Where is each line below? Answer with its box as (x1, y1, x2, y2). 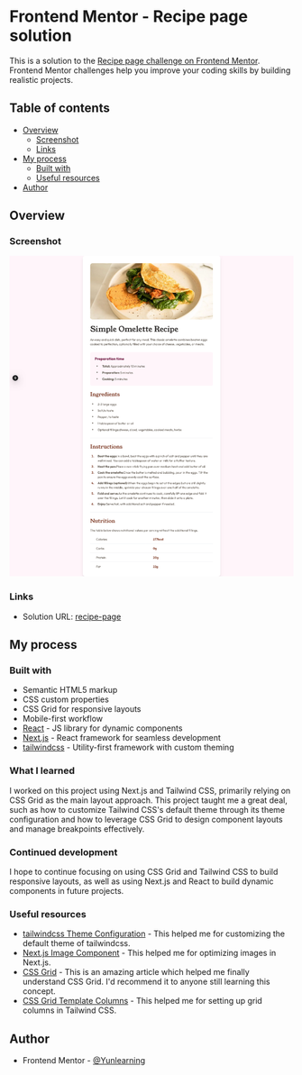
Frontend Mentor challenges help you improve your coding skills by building (9, 65, 291, 76)
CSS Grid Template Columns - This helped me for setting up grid (22, 996, 263, 1007)
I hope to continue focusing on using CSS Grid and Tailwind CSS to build (9, 867, 279, 878)
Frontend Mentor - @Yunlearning (22, 1055, 146, 1066)
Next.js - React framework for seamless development (22, 733, 221, 743)
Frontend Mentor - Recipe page (9, 6, 248, 27)
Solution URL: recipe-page (22, 611, 122, 622)
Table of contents (9, 101, 110, 116)
